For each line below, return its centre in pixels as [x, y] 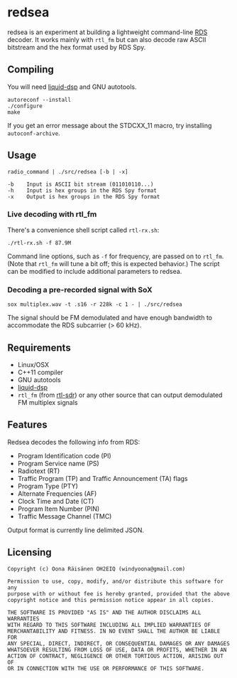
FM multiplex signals [48, 402]
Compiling [31, 69]
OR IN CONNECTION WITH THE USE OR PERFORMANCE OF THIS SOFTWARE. [106, 668]
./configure [25, 106]
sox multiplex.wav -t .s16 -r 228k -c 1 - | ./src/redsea [95, 304]
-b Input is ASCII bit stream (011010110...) [81, 184]
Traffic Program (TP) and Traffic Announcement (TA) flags [103, 478]
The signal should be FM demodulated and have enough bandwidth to [110, 318]
